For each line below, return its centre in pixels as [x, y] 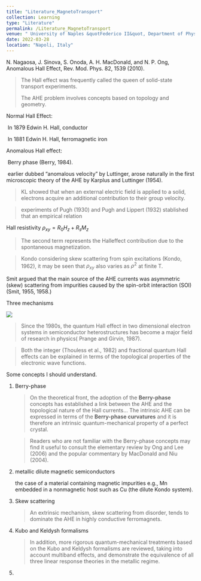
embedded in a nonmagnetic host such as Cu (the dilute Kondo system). [104, 490]
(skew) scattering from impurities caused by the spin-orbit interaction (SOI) [99, 285]
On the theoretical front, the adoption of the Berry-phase [100, 397]
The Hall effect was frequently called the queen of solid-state [96, 80]
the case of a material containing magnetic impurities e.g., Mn [91, 483]
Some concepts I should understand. [52, 375]
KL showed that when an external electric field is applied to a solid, [103, 191]
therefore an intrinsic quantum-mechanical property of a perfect [109, 423]
